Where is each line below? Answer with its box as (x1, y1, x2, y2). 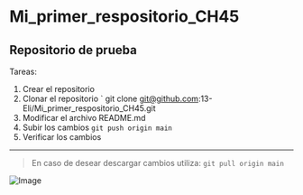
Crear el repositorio (22, 84, 95, 94)
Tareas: (9, 66, 38, 77)
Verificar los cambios (22, 132, 102, 142)
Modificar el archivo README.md (22, 113, 146, 123)
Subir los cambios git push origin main (22, 122, 173, 133)
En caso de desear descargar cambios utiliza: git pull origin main (31, 158, 284, 168)
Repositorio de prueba (9, 42, 137, 58)
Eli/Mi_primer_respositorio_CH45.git (22, 103, 156, 114)
